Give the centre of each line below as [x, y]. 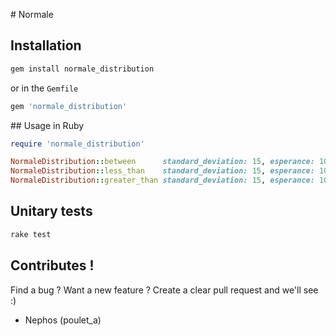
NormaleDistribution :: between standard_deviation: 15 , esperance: [162, 162]
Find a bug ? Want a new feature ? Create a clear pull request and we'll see [164, 290]
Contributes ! [52, 265]
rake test [31, 234]
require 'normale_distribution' [77, 144]
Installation [46, 45]
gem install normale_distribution [82, 69]
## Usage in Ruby [47, 125]
